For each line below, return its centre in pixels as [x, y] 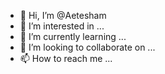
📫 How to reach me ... [66, 58]
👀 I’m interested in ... [62, 26]
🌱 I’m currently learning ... [73, 36]
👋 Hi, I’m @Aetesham [63, 15]
